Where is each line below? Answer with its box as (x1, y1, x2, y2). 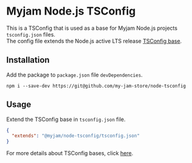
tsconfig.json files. (6, 30, 56, 38)
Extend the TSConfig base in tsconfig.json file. (6, 116, 126, 123)
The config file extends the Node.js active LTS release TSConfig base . (6, 37, 182, 44)
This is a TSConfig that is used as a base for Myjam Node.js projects (6, 24, 178, 32)
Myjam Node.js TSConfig (6, 4, 136, 18)
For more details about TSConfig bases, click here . (6, 150, 134, 157)
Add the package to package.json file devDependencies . (6, 71, 143, 78)
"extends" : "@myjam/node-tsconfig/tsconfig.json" (12, 133, 140, 139)
